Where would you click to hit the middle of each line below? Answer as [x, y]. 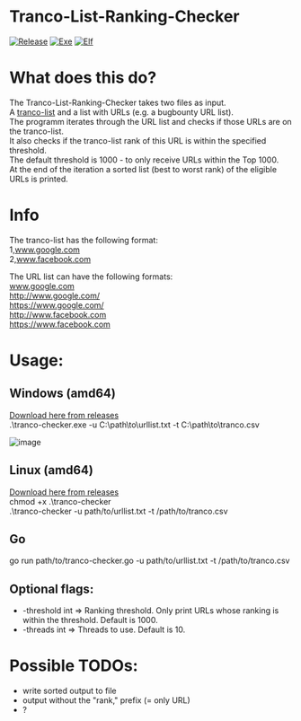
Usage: [37, 360]
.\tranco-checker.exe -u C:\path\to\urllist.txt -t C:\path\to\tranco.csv [135, 425]
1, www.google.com [45, 250]
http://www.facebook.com [58, 314]
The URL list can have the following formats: [91, 277]
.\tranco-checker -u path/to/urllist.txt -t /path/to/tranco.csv [119, 511]
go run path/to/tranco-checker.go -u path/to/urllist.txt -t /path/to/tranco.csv [150, 561]
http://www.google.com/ [55, 295]
